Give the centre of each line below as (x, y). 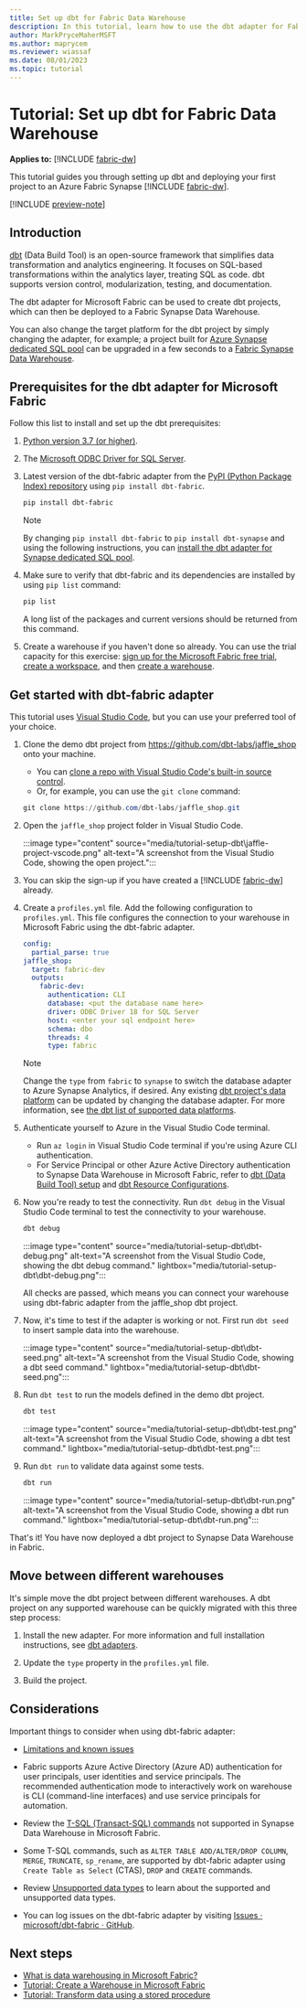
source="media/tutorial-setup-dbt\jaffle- (192, 843)
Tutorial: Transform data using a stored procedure (116, 1995)
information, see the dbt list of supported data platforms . (129, 1110)
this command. (51, 629)
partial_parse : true (70, 952)
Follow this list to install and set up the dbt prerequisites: (115, 423)
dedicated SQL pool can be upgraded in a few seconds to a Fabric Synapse (152, 348)
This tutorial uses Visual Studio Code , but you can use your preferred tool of (153, 717)
